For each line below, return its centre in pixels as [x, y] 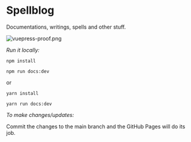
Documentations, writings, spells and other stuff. [66, 27]
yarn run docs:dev [29, 104]
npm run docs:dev [28, 71]
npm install [21, 61]
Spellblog [30, 10]
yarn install [22, 93]
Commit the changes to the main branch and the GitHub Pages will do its [96, 126]
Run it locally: [23, 50]
